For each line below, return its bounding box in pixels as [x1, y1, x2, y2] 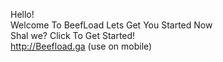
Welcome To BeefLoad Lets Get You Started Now [10, 19, 213, 31]
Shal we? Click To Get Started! [10, 30, 136, 41]
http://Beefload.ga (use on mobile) [10, 40, 153, 52]
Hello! [10, 9, 35, 20]
